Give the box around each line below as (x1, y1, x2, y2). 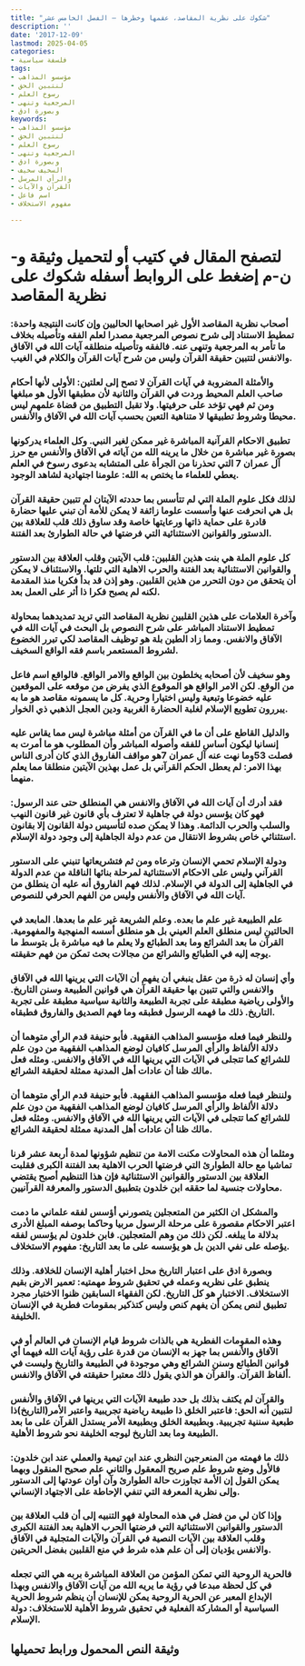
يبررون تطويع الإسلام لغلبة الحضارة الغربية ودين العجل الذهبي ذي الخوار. (10, 702, 289, 714)
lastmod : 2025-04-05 (10, 38, 89, 48)
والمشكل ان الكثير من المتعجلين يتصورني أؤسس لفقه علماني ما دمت (10, 1205, 279, 1218)
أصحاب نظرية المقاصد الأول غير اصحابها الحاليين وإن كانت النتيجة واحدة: (10, 317, 289, 330)
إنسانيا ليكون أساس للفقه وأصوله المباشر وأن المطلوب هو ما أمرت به (10, 738, 280, 751)
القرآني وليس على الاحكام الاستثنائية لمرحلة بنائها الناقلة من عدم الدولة (10, 866, 283, 879)
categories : (10, 47, 55, 56)
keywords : (10, 115, 48, 124)
